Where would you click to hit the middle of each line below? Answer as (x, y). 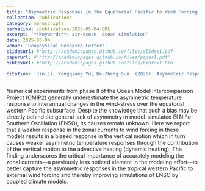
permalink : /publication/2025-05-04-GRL (59, 29)
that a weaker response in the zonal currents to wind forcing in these (93, 130)
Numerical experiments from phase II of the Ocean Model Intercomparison (100, 91)
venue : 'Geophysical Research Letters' (57, 46)
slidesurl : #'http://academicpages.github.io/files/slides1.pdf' (91, 52)
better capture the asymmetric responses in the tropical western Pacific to (100, 168)
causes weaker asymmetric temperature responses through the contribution (102, 143)
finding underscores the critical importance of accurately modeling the (95, 156)
